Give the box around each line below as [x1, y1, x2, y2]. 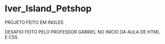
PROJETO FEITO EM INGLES [5, 19, 64, 25]
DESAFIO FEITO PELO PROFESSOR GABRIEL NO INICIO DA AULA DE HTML [5, 29, 160, 35]
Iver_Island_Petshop [5, 3, 92, 14]
